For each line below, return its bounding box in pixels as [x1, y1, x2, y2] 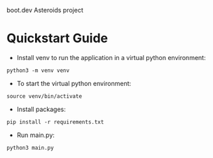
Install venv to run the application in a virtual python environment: [16, 53, 206, 62]
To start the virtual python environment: [16, 79, 132, 87]
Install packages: [16, 105, 66, 113]
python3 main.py [6, 144, 54, 151]
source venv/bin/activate [6, 92, 82, 100]
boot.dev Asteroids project [6, 6, 83, 14]
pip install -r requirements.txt [6, 118, 104, 125]
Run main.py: [16, 131, 55, 139]
